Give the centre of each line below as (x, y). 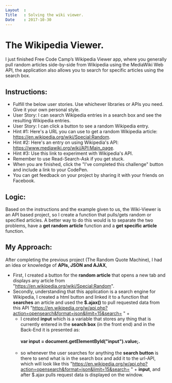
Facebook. (24, 181)
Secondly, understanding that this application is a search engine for (84, 291)
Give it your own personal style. (46, 110)
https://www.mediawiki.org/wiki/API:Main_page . (63, 148)
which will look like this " (46, 363)
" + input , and (146, 369)
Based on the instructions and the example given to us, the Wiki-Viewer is (83, 209)
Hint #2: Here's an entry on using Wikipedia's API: (66, 142)
